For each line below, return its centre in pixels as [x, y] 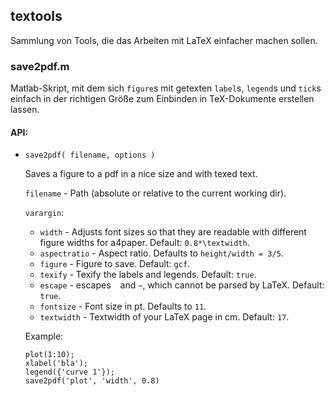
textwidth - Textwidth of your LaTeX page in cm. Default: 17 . [164, 317]
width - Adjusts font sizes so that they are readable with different [173, 232]
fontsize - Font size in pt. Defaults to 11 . [123, 306]
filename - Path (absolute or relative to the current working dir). [155, 193]
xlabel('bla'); [56, 364]
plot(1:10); [49, 355]
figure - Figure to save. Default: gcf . [115, 264]
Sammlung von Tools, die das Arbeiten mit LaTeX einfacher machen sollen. [164, 40]
